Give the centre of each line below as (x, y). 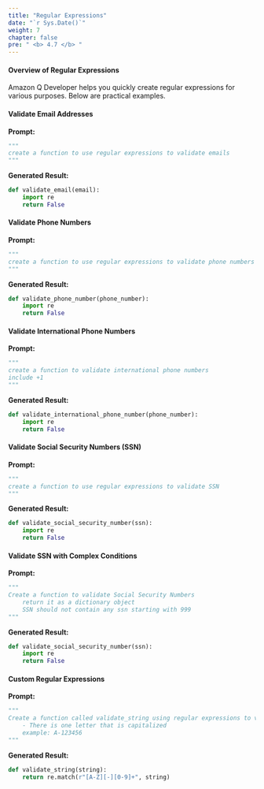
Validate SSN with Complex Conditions (73, 556)
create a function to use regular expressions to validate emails (119, 153)
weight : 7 (24, 30)
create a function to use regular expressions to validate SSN (114, 486)
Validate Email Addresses (51, 114)
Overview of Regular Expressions (64, 70)
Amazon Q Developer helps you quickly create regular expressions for (122, 87)
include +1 (26, 378)
